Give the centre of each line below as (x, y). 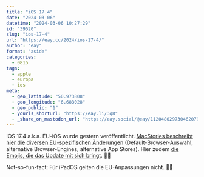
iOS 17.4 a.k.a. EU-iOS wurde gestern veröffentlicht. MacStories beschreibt (100, 136)
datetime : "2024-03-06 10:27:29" (49, 23)
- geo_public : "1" (35, 108)
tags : (13, 68)
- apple (22, 74)
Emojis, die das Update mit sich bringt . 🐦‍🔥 (59, 156)
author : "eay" (24, 46)
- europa (23, 79)
